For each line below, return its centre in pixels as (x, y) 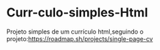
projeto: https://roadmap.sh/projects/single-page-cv (80, 38)
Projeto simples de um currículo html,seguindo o (75, 32)
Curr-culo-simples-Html (77, 13)
